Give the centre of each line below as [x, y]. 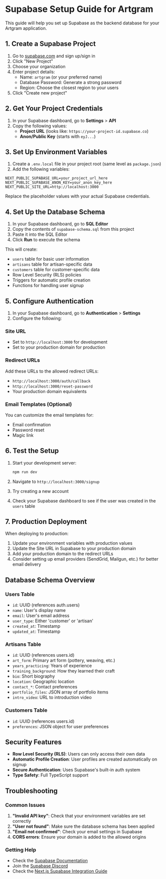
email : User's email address [41, 616]
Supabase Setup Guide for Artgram [79, 9]
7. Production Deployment [46, 522]
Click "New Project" [33, 61]
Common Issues [25, 805]
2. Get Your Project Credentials [54, 109]
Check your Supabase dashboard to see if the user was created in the [84, 500]
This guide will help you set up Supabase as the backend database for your [82, 23]
